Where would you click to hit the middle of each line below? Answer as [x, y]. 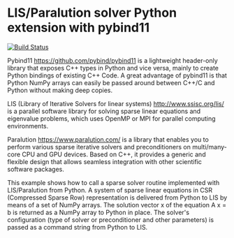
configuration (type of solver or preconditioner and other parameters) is [111, 220]
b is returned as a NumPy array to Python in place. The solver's [98, 212]
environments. [28, 126]
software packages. [36, 169]
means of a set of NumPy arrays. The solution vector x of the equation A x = [117, 204]
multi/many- [209, 147]
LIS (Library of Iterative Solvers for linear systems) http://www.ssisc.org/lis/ [116, 103]
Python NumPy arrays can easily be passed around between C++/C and [111, 82]
